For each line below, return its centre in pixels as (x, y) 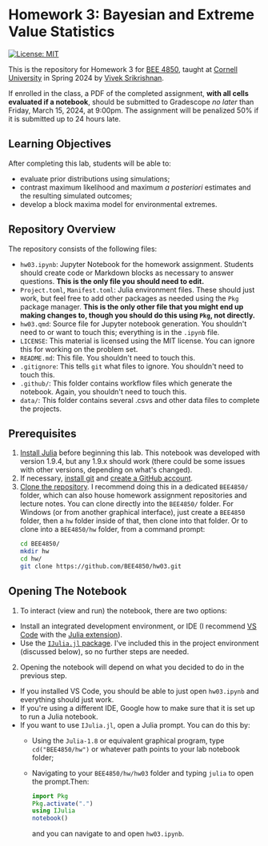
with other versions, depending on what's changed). (106, 470)
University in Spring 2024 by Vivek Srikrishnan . (86, 78)
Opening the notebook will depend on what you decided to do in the (132, 667)
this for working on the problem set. (79, 349)
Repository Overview (62, 229)
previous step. (44, 675)
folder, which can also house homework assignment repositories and (133, 495)
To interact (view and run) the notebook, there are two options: (123, 610)
